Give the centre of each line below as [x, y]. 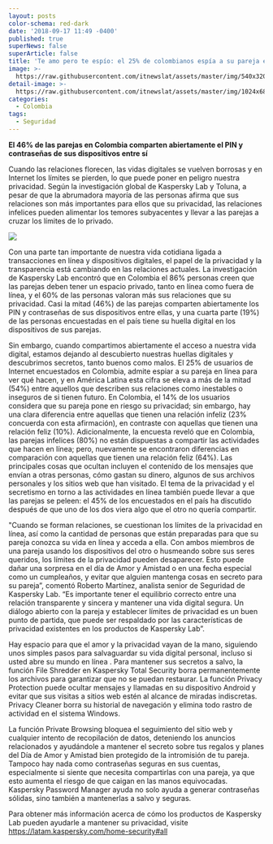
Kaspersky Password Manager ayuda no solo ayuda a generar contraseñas [134, 790]
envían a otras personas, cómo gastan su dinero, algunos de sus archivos [132, 474]
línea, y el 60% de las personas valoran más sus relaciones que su [120, 295]
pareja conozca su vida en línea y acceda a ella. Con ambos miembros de [132, 542]
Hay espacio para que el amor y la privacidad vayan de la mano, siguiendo [133, 644]
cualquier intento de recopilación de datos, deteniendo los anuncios [122, 738]
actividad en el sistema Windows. [64, 713]
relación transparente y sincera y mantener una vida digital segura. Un [126, 603]
